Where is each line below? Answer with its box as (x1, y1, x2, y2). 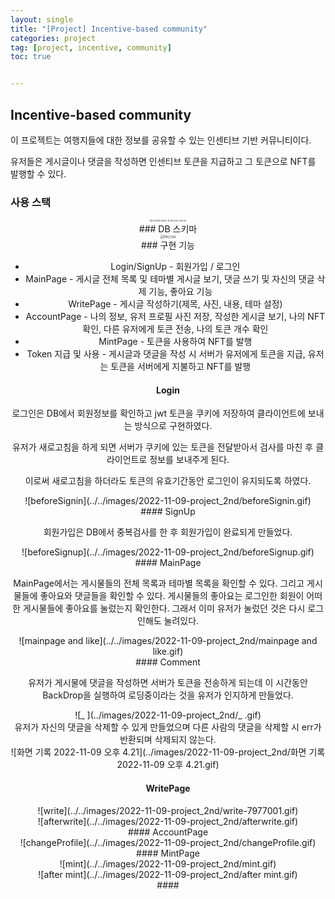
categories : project (10, 33, 97, 43)
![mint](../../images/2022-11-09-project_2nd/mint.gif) (59, 857, 277, 870)
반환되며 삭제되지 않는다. (119, 734, 217, 746)
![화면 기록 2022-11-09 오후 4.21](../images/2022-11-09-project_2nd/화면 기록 (10, 746, 326, 758)
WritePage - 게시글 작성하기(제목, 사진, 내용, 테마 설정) (68, 298, 283, 310)
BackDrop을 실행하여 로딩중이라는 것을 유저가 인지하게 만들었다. (42, 689, 294, 701)
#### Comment (135, 656, 201, 668)
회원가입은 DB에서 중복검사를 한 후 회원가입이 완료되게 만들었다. (43, 526, 293, 538)
